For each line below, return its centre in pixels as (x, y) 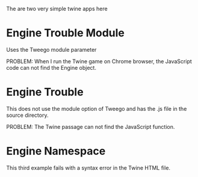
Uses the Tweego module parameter (51, 49)
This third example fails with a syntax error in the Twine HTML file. (88, 167)
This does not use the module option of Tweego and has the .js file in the (97, 108)
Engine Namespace (56, 151)
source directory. (27, 115)
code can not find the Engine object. (51, 67)
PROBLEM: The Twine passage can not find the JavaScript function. (91, 126)
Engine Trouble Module (66, 33)
